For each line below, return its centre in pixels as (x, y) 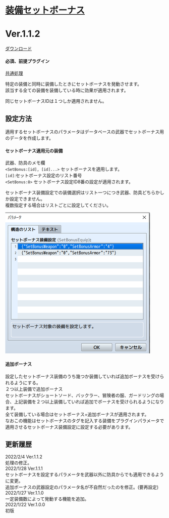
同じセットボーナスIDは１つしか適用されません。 (56, 101)
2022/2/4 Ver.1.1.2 (24, 457)
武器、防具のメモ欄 (25, 163)
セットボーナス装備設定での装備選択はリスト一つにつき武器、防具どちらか (82, 192)
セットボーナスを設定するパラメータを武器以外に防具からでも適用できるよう (84, 474)
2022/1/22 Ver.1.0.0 (25, 505)
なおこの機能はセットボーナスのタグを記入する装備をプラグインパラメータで (85, 420)
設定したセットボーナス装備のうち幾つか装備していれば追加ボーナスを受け (82, 376)
